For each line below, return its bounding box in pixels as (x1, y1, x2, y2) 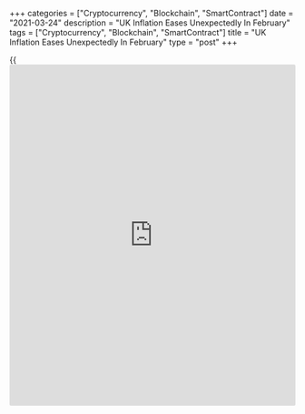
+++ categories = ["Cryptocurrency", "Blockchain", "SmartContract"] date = (9, 8, 294, 18)
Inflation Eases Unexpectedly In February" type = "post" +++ (9, 36, 238, 47)
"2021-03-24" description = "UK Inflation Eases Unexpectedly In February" (9, 17, 290, 28)
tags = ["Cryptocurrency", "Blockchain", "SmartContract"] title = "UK (9, 27, 267, 37)
